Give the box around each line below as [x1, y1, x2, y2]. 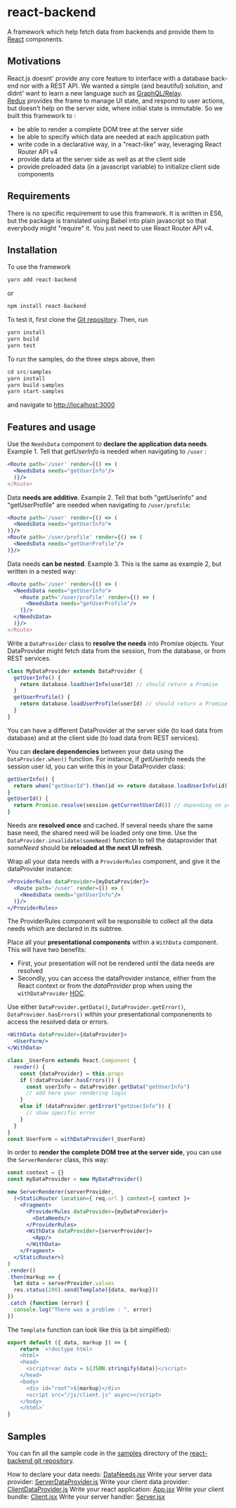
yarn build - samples [7, 381, 65, 389]
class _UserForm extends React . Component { [7, 1057, 137, 1064]
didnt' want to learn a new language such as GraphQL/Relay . [7, 89, 183, 97]
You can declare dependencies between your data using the [7, 747, 184, 756]
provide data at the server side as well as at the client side [17, 155, 186, 163]
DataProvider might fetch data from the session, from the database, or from [7, 646, 226, 655]
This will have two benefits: [7, 946, 86, 954]
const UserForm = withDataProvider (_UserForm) [7, 1135, 146, 1142]
